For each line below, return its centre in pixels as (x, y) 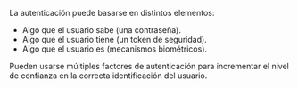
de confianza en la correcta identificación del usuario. (108, 76)
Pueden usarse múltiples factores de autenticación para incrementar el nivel (149, 66)
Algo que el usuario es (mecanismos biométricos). (115, 49)
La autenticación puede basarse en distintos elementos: (112, 13)
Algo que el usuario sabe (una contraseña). (101, 30)
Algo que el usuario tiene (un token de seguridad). (114, 40)
